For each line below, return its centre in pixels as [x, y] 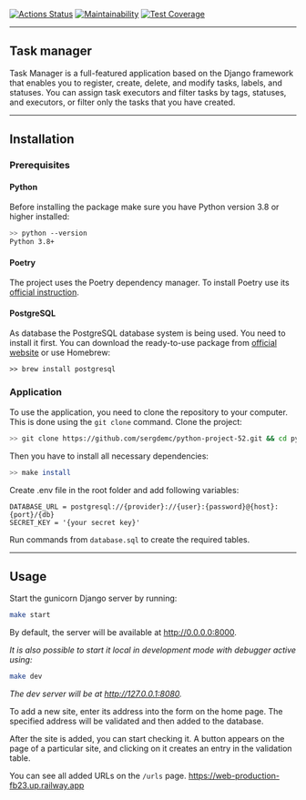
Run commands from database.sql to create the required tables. [130, 539]
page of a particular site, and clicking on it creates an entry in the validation [151, 749]
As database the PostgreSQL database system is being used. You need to [148, 333]
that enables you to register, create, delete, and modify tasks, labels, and [146, 83]
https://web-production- [234, 776]
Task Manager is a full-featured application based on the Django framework [152, 73]
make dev [26, 677]
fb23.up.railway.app [47, 785]
